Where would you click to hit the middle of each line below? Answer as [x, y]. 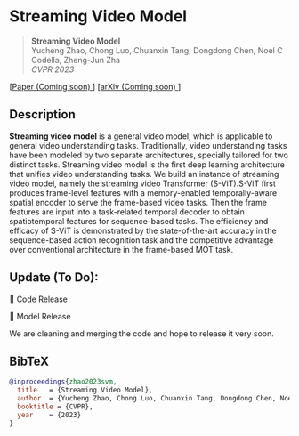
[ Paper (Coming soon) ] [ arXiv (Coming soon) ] [95, 86]
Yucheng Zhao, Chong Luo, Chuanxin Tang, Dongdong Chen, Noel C [157, 50]
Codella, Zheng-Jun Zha [76, 60]
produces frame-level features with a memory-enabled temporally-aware [143, 192]
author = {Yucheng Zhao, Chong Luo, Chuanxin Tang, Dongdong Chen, [147, 399]
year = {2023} [49, 415]
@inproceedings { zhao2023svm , [63, 382]
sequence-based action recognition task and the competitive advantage [141, 240]
